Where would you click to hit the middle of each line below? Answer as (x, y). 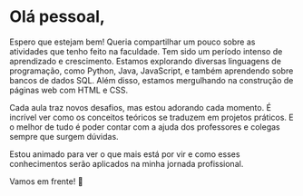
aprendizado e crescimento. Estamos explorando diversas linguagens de (145, 61)
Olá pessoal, (58, 17)
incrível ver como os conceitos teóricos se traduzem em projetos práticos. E (151, 117)
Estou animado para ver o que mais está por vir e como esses (125, 154)
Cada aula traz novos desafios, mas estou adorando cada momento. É (141, 107)
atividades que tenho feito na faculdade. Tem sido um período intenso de (146, 51)
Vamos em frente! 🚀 (46, 181)
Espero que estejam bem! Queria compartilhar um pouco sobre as (132, 42)
